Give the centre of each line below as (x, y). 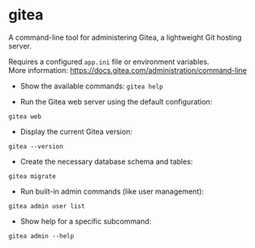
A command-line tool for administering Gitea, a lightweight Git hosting (125, 37)
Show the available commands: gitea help (92, 86)
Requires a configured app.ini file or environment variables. (109, 62)
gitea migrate (32, 176)
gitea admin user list (47, 206)
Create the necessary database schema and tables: (106, 161)
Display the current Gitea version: (76, 131)
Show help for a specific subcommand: (86, 221)
